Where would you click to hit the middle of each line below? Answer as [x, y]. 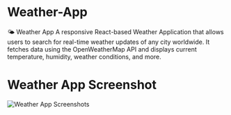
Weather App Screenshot [82, 85]
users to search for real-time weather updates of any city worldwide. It [109, 42]
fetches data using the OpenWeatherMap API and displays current [102, 49]
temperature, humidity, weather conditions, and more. [84, 56]
